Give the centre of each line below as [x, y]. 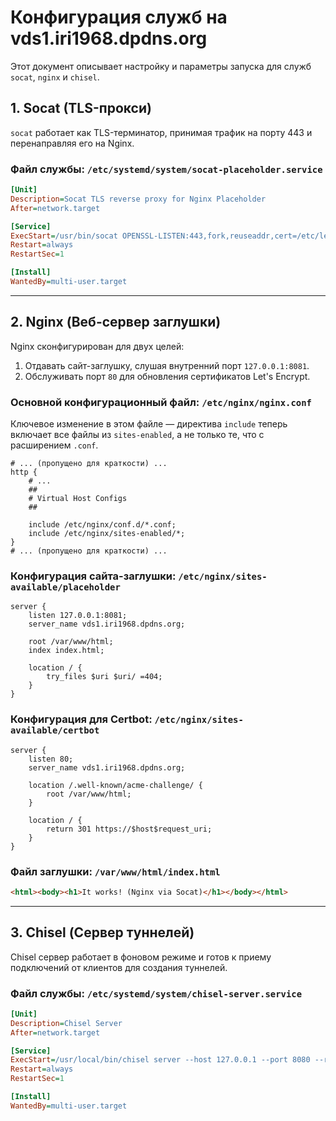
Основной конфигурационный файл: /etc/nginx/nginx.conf [161, 402]
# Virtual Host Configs [78, 499]
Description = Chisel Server [66, 1023]
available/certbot [55, 730]
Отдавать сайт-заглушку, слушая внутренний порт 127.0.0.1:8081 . [167, 365]
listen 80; [51, 759]
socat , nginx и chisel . [55, 77]
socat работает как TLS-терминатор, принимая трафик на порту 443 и [161, 132]
